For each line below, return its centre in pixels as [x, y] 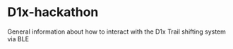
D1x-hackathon [53, 12]
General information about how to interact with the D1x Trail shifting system [116, 31]
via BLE [18, 38]
